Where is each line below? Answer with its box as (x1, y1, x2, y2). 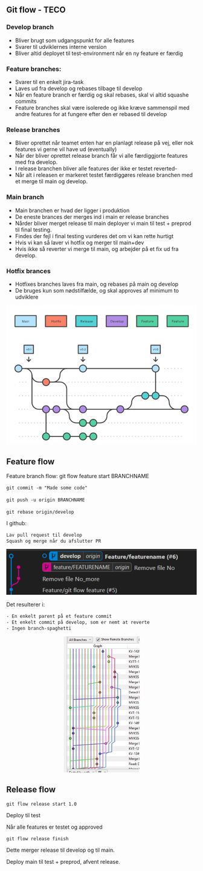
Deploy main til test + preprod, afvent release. (6, 858, 121, 866)
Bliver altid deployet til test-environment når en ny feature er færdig (14, 50, 183, 57)
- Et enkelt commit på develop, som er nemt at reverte (6, 619, 150, 625)
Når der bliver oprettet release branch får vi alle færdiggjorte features (14, 152, 188, 160)
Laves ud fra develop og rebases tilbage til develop (14, 85, 143, 92)
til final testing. (14, 226, 52, 233)
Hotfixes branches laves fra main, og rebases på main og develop (14, 280, 179, 288)
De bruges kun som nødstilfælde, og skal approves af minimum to (14, 287, 179, 294)
